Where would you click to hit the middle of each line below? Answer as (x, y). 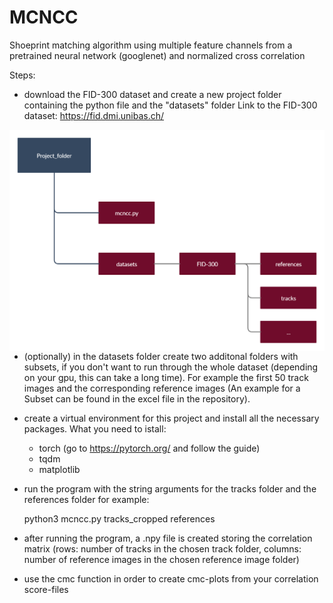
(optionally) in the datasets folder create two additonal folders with (161, 356)
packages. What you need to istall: (95, 428)
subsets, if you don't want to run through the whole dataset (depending (171, 367)
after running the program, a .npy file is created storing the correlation (168, 538)
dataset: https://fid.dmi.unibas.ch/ (94, 115)
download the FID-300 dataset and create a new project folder (152, 94)
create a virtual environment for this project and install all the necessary (171, 418)
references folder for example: (86, 499)
